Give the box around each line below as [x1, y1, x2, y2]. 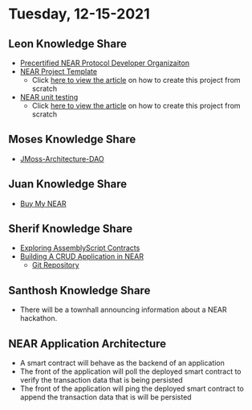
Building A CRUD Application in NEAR [19, 252, 144, 261]
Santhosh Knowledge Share [8, 283, 151, 297]
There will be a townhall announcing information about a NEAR [19, 305, 227, 314]
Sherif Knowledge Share [8, 222, 133, 236]
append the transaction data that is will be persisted [19, 392, 192, 402]
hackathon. [19, 314, 58, 323]
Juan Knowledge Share [8, 178, 127, 191]
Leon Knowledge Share [8, 37, 127, 51]
